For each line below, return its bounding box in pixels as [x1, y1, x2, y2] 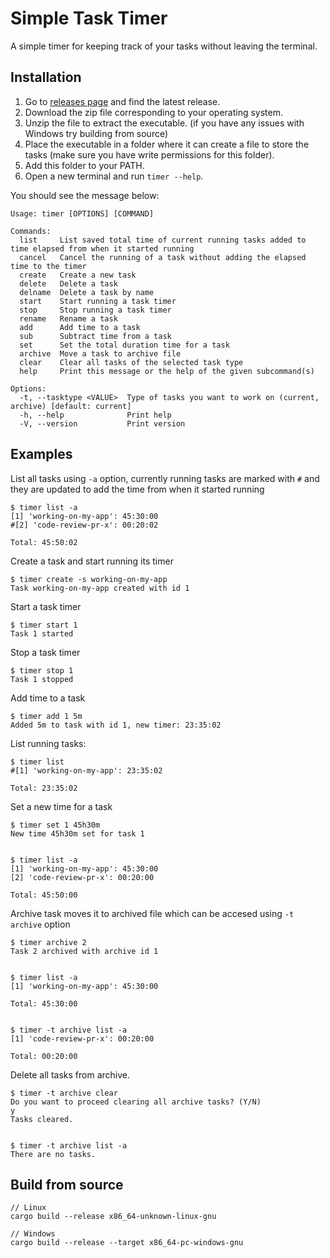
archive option [10, 918, 71, 930]
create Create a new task [19, 270, 137, 280]
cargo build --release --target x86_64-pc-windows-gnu [10, 1238, 244, 1248]
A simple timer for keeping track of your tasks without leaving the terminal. [10, 40, 318, 52]
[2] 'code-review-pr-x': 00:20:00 [10, 872, 155, 882]
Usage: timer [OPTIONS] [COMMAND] [10, 208, 155, 219]
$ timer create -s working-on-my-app [10, 574, 168, 584]
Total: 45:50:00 [10, 890, 78, 900]
